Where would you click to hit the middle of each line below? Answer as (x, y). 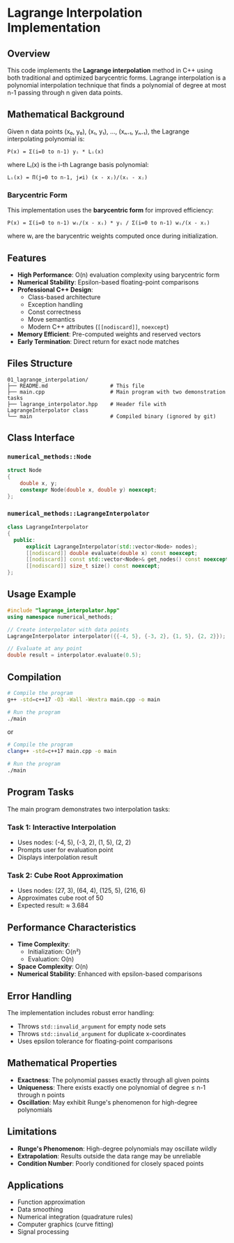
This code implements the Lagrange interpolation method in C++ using (110, 70)
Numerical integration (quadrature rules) (75, 1217)
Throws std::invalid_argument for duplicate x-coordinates (102, 1034)
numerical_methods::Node (49, 457)
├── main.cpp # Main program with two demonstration (117, 392)
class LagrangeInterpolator (48, 527)
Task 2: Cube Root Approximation (65, 875)
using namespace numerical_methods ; (60, 617)
